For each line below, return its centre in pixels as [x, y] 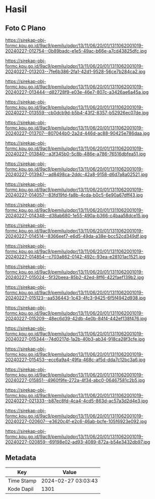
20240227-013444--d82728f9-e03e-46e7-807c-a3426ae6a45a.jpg [77, 92]
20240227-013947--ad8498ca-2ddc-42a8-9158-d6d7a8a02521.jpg [76, 174]
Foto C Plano [25, 28]
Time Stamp [22, 481]
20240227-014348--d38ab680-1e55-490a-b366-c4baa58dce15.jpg [77, 216]
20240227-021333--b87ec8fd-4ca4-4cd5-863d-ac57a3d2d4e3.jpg [76, 401]
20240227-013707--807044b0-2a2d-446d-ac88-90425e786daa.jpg [77, 133]
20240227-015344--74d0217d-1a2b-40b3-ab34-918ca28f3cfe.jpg [75, 339]
